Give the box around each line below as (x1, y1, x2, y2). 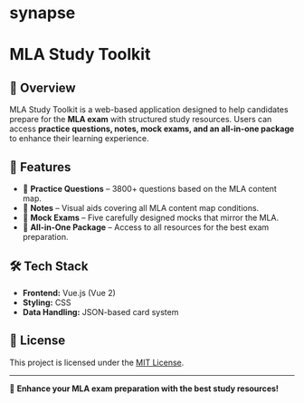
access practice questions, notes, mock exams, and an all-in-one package (9, 123, 295, 134)
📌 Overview (9, 80, 76, 95)
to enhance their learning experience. (9, 133, 149, 144)
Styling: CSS (22, 297, 71, 308)
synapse (9, 3, 76, 24)
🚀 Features (9, 159, 71, 175)
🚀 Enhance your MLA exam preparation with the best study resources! (9, 383, 279, 394)
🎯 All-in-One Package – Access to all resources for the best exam (22, 222, 270, 233)
